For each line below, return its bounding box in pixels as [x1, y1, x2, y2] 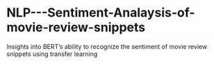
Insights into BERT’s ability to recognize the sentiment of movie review [6, 42, 208, 50]
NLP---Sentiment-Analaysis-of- [6, 5, 195, 21]
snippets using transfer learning [6, 50, 98, 58]
